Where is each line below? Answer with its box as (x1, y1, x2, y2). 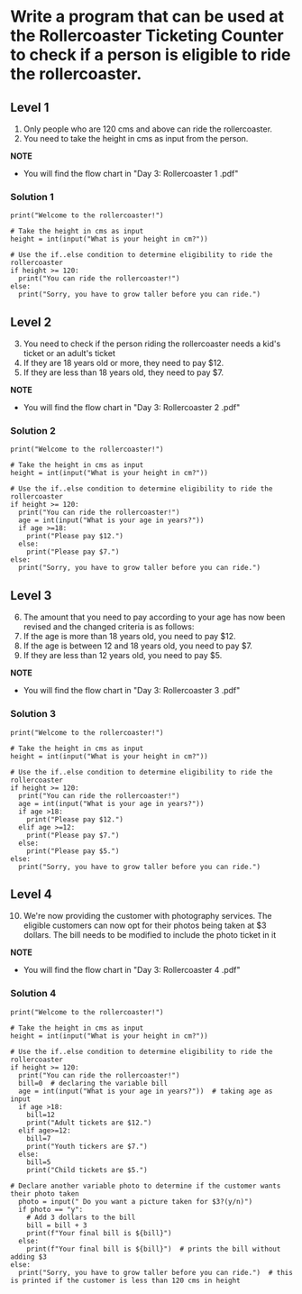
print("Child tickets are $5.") (26, 1165, 148, 1174)
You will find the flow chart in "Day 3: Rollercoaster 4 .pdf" (23, 965, 241, 976)
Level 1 (10, 99, 50, 115)
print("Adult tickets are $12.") (26, 1118, 152, 1127)
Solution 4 (10, 987, 57, 1000)
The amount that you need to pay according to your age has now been (23, 611, 286, 623)
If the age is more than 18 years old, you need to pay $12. (23, 631, 237, 642)
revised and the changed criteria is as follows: (23, 621, 195, 632)
